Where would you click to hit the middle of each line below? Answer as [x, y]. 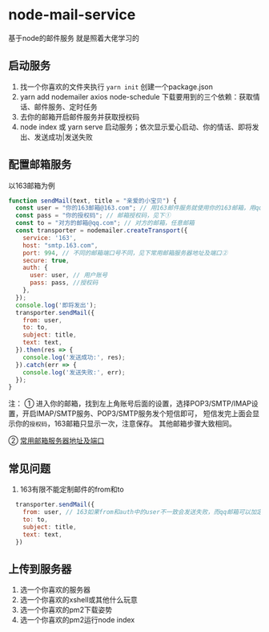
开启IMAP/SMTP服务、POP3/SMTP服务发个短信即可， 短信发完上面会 [137, 414]
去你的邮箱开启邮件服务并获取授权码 [80, 116]
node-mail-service [72, 15]
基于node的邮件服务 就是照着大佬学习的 [74, 38]
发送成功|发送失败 [64, 137]
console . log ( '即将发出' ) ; [56, 305]
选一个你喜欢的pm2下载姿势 [66, 610]
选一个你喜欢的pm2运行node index [77, 620]
